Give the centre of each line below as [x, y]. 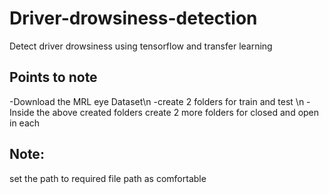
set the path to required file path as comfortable [108, 178]
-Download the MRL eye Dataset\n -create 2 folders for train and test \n [157, 101]
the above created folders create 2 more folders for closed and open [178, 112]
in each [25, 123]
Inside [22, 112]
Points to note [53, 77]
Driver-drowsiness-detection [133, 18]
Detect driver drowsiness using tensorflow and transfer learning [141, 46]
